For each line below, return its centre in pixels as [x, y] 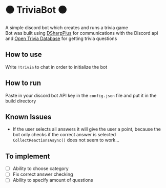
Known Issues [28, 117]
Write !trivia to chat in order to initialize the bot [56, 67]
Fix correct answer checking [43, 174]
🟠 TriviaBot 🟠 [36, 10]
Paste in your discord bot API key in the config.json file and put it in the [81, 95]
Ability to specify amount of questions [53, 180]
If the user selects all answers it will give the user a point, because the [87, 129]
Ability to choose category [41, 169]
